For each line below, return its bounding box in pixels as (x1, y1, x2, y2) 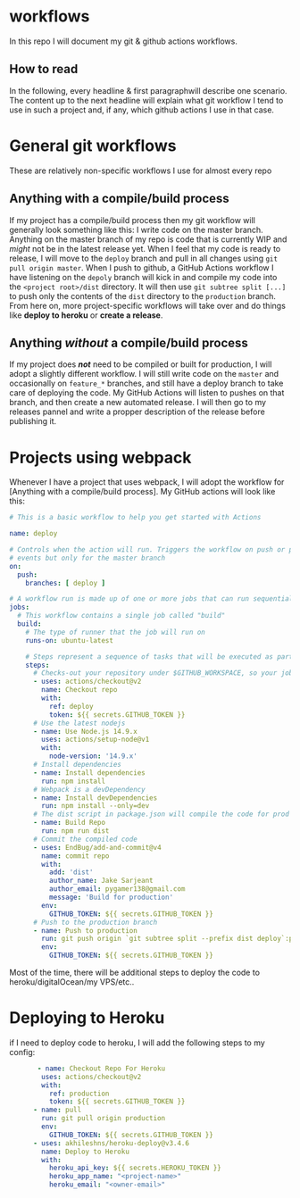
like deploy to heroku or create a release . (9, 310, 163, 320)
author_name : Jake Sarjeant (48, 877, 154, 886)
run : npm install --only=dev (41, 802, 150, 811)
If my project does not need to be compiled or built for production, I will (9, 359, 272, 370)
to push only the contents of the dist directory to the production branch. (9, 290, 277, 301)
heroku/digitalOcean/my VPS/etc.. (9, 977, 135, 987)
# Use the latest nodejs (32, 719, 126, 728)
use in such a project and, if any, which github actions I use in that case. (9, 104, 275, 115)
